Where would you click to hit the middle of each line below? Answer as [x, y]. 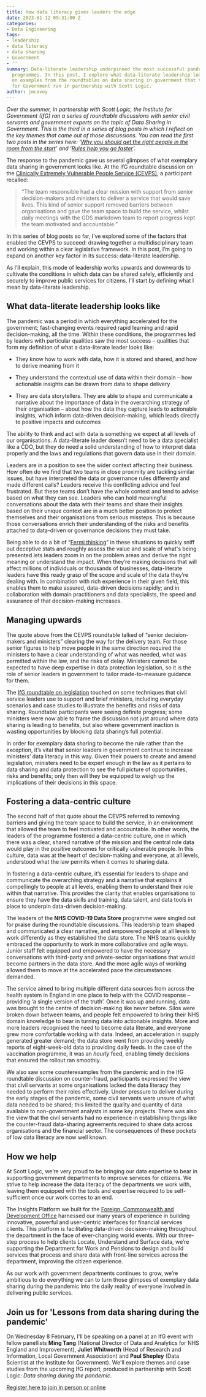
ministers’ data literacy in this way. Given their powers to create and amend [101, 756]
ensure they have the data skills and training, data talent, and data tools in [99, 900]
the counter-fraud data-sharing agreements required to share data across [100, 1124]
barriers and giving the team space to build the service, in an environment [100, 823]
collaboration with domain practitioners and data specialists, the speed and [101, 594]
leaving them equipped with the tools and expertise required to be [90, 1191]
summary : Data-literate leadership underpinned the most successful [96, 69]
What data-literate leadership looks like [83, 306]
